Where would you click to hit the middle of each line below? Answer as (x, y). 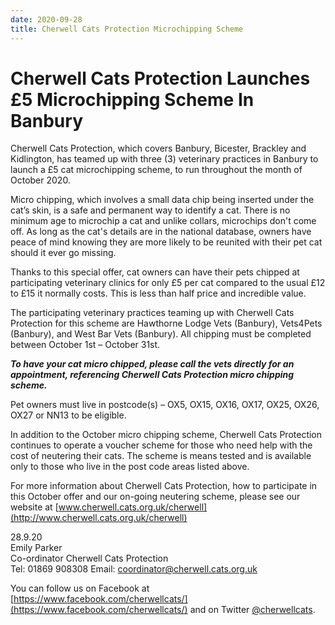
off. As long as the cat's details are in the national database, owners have (161, 232)
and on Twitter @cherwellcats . (252, 610)
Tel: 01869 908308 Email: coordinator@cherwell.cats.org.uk (134, 569)
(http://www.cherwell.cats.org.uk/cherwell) (99, 518)
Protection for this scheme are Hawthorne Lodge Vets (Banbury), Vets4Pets (166, 323)
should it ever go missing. (63, 253)
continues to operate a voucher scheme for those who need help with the (161, 445)
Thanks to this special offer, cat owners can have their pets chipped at (155, 272)
